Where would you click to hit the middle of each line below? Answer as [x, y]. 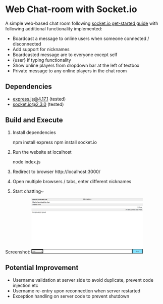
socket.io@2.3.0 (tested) [38, 104]
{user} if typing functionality [42, 60]
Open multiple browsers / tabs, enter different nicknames [72, 181]
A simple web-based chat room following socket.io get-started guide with [82, 23]
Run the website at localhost [42, 152]
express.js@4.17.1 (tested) [39, 99]
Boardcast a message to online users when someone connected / [81, 38]
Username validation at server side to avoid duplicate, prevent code [83, 280]
